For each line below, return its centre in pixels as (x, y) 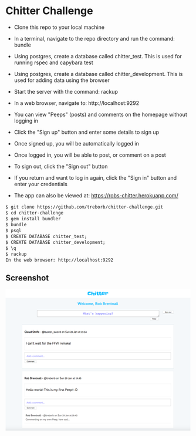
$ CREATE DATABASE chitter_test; (46, 236)
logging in (26, 120)
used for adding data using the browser (62, 80)
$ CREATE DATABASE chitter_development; (56, 242)
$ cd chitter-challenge (35, 213)
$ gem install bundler (33, 219)
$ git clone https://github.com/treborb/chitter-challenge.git (85, 207)
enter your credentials (41, 184)
